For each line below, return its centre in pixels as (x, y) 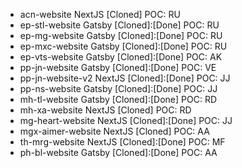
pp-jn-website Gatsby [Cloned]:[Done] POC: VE (118, 67)
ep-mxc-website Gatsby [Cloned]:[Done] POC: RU (123, 46)
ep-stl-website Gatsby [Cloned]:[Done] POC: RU (119, 25)
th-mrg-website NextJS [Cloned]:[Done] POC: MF (122, 142)
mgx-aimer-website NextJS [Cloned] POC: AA (114, 131)
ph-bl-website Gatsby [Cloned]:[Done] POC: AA (118, 152)
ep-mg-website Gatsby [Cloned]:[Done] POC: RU (121, 35)
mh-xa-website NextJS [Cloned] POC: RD (105, 110)
